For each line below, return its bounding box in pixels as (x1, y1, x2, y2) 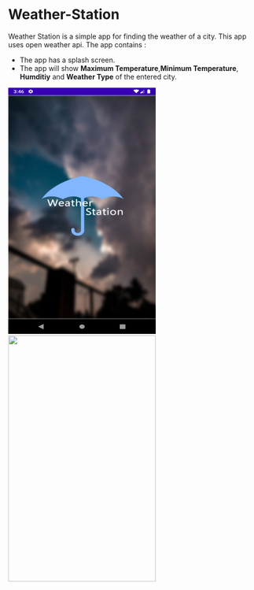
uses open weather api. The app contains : (8, 39, 147, 49)
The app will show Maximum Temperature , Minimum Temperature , (19, 63, 239, 72)
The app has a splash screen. (19, 55, 116, 65)
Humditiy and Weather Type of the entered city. (19, 72, 177, 81)
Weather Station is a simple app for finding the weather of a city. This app (8, 32, 247, 41)
